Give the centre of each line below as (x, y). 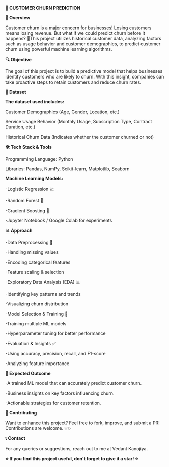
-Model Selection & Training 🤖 (37, 314)
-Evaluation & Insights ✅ (31, 343)
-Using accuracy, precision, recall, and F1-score (55, 354)
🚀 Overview (18, 18)
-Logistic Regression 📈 (30, 189)
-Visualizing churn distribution (37, 304)
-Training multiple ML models (36, 323)
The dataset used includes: (35, 102)
